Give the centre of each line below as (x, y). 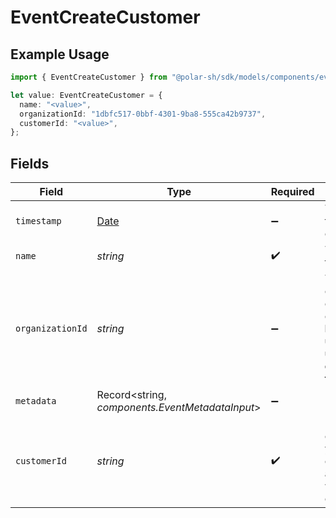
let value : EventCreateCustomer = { (86, 95)
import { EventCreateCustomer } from (89, 77)
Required (292, 192)
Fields (30, 163)
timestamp (38, 221)
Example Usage (60, 54)
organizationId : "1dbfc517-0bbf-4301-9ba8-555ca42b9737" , (143, 114)
